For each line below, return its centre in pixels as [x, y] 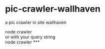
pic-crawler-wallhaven [53, 9]
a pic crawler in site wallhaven [36, 22]
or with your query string [30, 37]
